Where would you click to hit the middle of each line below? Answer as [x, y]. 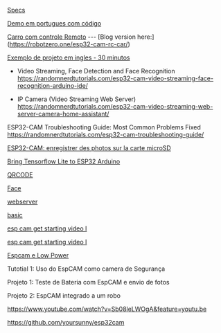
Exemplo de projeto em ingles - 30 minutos [69, 57]
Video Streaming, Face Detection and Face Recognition [96, 71]
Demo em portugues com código [54, 23]
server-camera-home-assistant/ [63, 114]
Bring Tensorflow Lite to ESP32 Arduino [64, 161]
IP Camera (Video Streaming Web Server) [77, 99]
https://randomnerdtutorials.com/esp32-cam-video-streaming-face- [115, 78]
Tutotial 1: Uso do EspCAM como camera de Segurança [86, 269]
